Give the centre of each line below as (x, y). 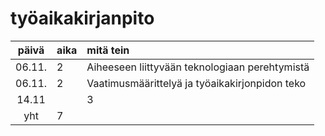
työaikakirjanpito (82, 18)
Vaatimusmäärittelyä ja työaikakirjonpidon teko (196, 83)
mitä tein (108, 50)
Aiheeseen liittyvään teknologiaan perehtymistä (198, 67)
